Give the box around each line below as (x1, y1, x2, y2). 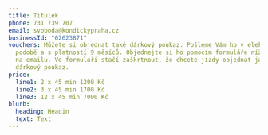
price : (8, 71, 30, 79)
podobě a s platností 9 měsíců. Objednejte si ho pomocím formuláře (15, 48, 248, 56)
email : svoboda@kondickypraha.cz (8, 26, 120, 34)
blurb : (8, 100, 30, 108)
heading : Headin (15, 108, 69, 116)
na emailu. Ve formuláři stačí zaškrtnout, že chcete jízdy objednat (15, 56, 251, 64)
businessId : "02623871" (8, 33, 88, 42)
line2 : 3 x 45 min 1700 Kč (15, 85, 105, 94)
